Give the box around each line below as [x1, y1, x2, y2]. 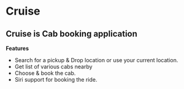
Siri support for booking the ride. [14, 76, 98, 83]
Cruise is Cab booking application [6, 29, 137, 39]
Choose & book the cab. [14, 69, 76, 77]
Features [6, 44, 29, 52]
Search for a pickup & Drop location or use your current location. [14, 57, 178, 63]
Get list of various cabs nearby [14, 63, 93, 70]
